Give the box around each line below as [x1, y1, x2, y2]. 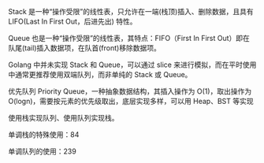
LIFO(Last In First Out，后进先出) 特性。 [8, 17, 137, 26]
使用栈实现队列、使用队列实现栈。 [8, 113, 119, 122]
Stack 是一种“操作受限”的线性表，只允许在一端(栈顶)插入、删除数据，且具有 [8, 7, 254, 16]
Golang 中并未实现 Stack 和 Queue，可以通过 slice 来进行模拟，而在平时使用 [8, 60, 257, 69]
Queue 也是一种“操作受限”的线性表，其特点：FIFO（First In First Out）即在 [8, 34, 251, 43]
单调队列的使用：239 [8, 146, 76, 156]
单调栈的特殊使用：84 [8, 130, 80, 139]
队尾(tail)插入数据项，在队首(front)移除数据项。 [8, 43, 162, 53]
